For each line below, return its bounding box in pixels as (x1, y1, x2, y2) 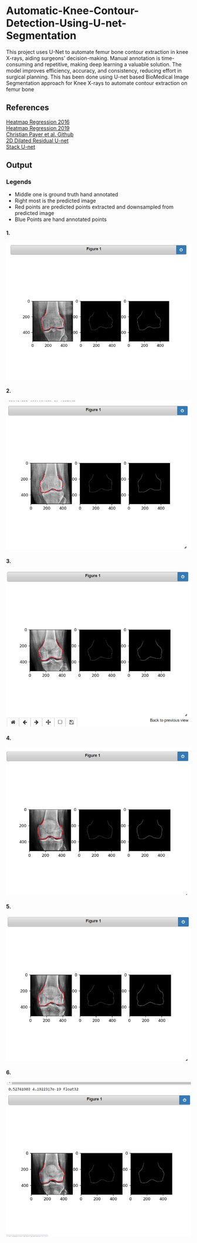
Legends (6, 178, 32, 186)
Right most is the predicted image (14, 197, 96, 205)
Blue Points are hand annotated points (14, 216, 107, 223)
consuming (6, 60, 33, 68)
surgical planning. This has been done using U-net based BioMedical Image (6, 73, 189, 80)
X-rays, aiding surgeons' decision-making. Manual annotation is (6, 55, 161, 62)
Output (6, 160, 32, 171)
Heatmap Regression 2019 (6, 124, 70, 131)
